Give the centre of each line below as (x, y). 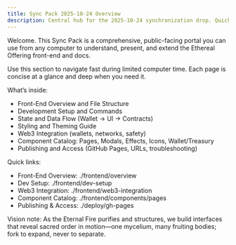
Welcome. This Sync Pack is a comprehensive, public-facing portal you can (117, 40)
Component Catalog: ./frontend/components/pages (92, 198)
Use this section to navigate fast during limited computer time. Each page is (117, 69)
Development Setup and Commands (70, 111)
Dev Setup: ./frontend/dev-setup (65, 183)
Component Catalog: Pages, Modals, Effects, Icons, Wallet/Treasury (116, 140)
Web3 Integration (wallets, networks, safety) (81, 133)
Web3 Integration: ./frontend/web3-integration (85, 190)
